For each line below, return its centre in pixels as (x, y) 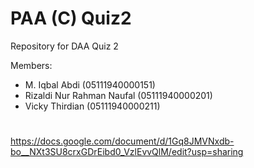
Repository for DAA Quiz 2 (64, 46)
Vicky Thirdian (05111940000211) (92, 106)
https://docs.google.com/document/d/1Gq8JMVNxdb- (122, 141)
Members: (31, 65)
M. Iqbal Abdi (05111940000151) (90, 84)
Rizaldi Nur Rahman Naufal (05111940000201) (118, 95)
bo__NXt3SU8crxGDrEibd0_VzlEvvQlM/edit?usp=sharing (127, 152)
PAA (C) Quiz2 (71, 18)
